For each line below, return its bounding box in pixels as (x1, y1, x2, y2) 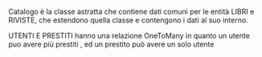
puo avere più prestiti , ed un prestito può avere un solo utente (8, 39, 215, 49)
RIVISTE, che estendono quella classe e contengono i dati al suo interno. (8, 15, 249, 25)
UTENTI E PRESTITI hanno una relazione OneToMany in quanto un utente (8, 31, 251, 40)
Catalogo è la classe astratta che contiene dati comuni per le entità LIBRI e (8, 7, 255, 16)
